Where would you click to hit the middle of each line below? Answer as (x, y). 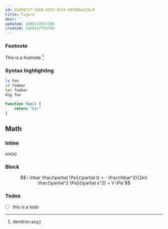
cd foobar (15, 85)
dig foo (13, 95)
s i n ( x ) (11, 154)
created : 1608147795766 (30, 28)
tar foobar (16, 90)
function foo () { (23, 104)
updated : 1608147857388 (30, 24)
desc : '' (14, 19)
